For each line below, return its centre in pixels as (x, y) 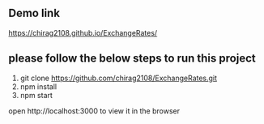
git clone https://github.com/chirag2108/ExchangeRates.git (118, 78)
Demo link (34, 13)
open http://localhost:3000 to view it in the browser (94, 111)
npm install (38, 86)
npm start (36, 95)
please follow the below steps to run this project (132, 59)
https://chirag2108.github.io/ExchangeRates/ (83, 32)
